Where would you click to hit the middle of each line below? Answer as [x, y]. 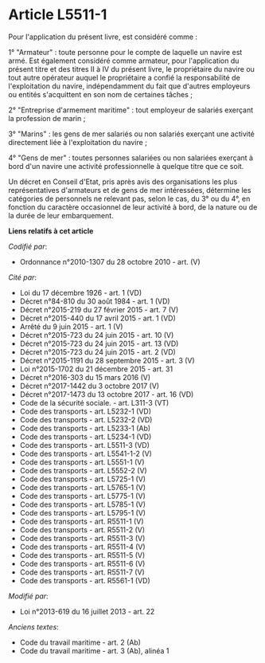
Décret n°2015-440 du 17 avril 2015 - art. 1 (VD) [98, 318]
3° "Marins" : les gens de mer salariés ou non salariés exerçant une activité [131, 134]
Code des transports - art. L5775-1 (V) [82, 496]
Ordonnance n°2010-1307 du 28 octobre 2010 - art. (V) [110, 261]
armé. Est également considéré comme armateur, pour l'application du [124, 61]
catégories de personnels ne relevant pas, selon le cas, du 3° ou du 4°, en [129, 198]
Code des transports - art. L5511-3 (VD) [84, 445]
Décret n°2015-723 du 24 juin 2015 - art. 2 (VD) [98, 351]
